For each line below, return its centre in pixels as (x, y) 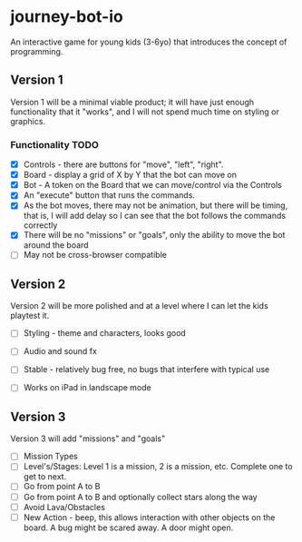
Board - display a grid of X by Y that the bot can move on (130, 175)
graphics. (28, 121)
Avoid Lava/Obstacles (64, 507)
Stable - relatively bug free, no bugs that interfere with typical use (146, 370)
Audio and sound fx (60, 351)
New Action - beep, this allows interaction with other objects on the (149, 517)
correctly (40, 225)
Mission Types (50, 457)
